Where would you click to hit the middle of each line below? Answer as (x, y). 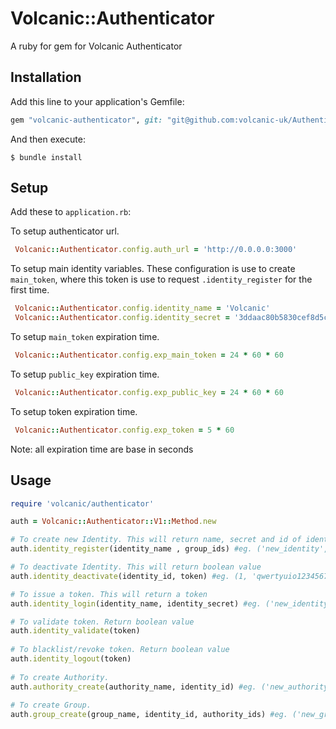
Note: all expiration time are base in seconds (102, 449)
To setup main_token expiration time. (85, 337)
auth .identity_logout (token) (71, 659)
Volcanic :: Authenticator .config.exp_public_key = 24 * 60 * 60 (149, 392)
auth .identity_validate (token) (75, 631)
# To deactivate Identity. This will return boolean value (136, 567)
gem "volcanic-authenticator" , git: (86, 120)
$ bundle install (46, 157)
